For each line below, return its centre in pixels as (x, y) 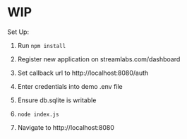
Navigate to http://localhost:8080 (66, 127)
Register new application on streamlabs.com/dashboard (99, 59)
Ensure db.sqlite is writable (57, 100)
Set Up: (18, 32)
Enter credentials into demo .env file (70, 86)
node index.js (38, 114)
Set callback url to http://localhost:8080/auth (83, 73)
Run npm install (42, 45)
